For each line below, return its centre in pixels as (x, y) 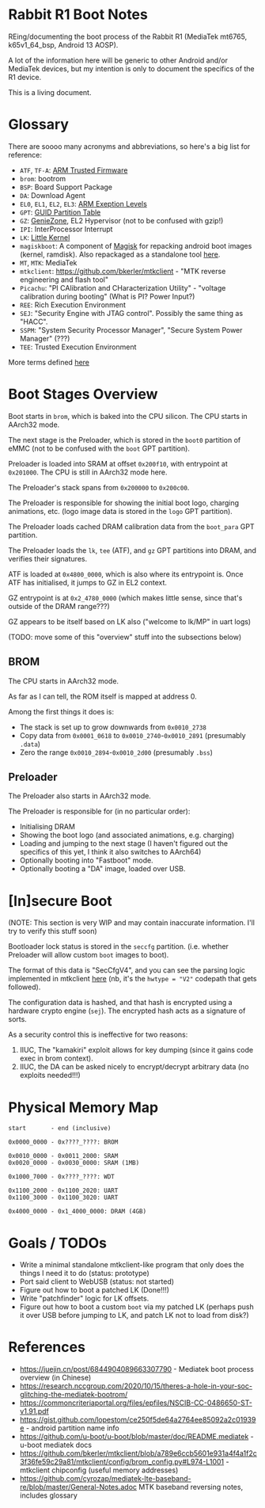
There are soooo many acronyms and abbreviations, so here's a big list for (129, 146)
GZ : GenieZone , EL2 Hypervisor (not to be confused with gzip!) (121, 220)
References (47, 1347)
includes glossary (48, 1495)
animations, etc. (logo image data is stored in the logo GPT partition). (121, 511)
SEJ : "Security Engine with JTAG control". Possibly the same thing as (131, 313)
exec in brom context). (56, 1058)
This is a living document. (50, 92)
